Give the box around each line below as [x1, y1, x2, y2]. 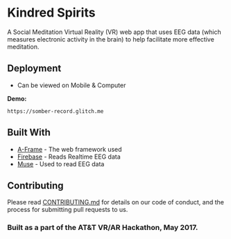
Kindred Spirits [7, 5, 96, 21]
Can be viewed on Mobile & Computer [17, 81, 126, 89]
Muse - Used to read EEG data [17, 159, 105, 168]
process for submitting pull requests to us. [7, 206, 128, 214]
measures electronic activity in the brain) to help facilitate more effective [7, 35, 215, 43]
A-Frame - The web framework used [17, 145, 123, 153]
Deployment [7, 62, 62, 74]
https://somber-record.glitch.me [7, 107, 104, 115]
